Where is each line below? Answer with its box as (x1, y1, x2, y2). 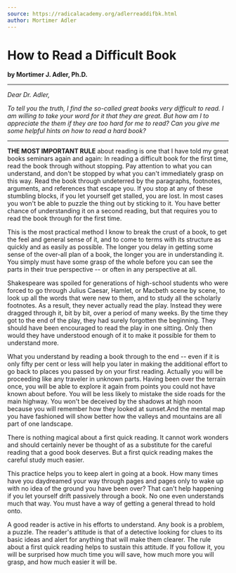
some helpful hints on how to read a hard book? (7, 127, 146, 135)
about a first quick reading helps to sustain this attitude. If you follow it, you (7, 543, 225, 551)
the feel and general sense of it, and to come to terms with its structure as (7, 235, 221, 244)
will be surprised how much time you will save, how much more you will (7, 550, 214, 559)
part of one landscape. (7, 420, 74, 428)
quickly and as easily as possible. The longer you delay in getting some (7, 243, 214, 251)
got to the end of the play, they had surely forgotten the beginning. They (7, 316, 216, 325)
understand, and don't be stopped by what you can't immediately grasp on (7, 170, 224, 178)
